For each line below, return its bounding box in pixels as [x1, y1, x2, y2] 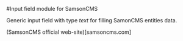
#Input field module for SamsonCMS [6, 5, 98, 12]
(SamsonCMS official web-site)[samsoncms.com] [6, 28, 132, 36]
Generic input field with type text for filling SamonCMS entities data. [6, 17, 178, 24]
